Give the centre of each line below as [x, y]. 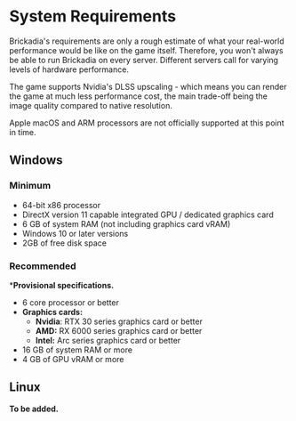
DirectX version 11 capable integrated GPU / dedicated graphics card [148, 215]
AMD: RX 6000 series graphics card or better [119, 330]
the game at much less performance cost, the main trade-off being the [139, 96]
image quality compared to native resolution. [91, 105]
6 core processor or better [71, 302]
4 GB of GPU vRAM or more [73, 359]
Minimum [30, 186]
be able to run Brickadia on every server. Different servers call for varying [144, 60]
